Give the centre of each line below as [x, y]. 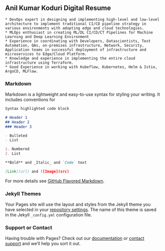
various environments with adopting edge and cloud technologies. [75, 28]
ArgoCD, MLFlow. [22, 71]
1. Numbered [17, 149]
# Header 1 [16, 117]
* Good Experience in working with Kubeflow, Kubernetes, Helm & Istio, [81, 67]
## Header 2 [17, 122]
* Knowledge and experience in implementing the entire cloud [70, 58]
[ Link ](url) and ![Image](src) [37, 171]
